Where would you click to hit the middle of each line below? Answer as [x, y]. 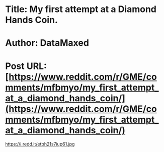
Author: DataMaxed [47, 43]
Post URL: [26, 66]
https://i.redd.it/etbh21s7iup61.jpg [40, 144]
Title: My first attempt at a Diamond [81, 9]
